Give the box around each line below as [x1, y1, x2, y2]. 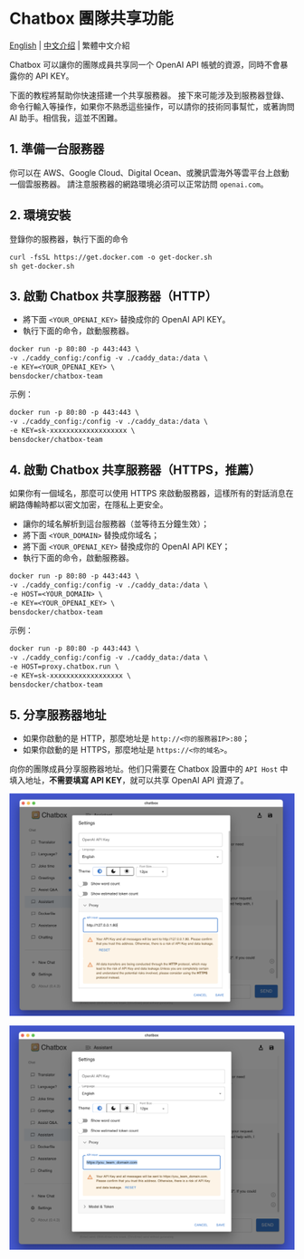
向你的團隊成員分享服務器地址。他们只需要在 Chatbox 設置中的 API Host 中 [9, 764, 289, 774]
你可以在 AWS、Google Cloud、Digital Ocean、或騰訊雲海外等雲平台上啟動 [9, 167, 290, 178]
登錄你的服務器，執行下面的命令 [9, 233, 128, 245]
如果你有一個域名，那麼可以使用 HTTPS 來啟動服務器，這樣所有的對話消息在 [9, 488, 294, 499]
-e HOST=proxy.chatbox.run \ [9, 662, 119, 671]
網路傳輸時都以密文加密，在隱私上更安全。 [9, 499, 168, 510]
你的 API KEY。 [16, 70, 74, 82]
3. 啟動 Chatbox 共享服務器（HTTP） [9, 288, 218, 303]
